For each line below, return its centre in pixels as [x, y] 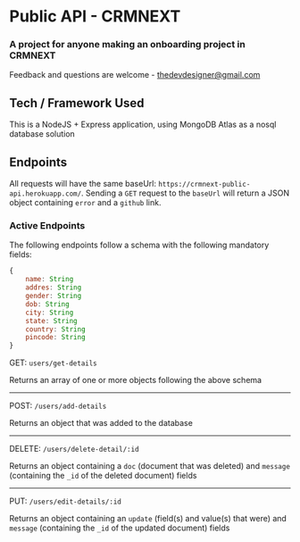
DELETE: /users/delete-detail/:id [75, 449]
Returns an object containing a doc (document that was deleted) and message [150, 466]
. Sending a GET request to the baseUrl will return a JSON [185, 193]
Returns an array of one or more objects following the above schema [135, 380]
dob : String [47, 304]
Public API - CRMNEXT [95, 17]
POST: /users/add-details [58, 406]
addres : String [54, 288]
